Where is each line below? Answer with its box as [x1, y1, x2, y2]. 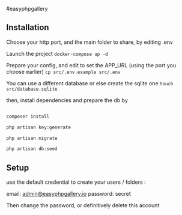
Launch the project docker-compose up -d [6, 50, 108, 57]
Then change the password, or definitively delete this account [6, 202, 160, 209]
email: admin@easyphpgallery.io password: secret [6, 190, 131, 198]
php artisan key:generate [6, 124, 71, 130]
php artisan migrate [6, 135, 58, 141]
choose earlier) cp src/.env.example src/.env [6, 68, 121, 75]
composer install [6, 114, 50, 120]
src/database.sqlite [6, 86, 58, 92]
